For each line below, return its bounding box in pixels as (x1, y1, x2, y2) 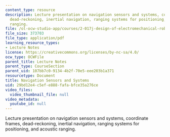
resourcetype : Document (5, 73, 56, 78)
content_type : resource (5, 7, 56, 13)
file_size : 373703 (5, 31, 44, 36)
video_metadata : (5, 97, 39, 102)
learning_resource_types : (5, 40, 60, 45)
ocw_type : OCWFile (5, 54, 44, 60)
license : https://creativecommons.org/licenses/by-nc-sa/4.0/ (5, 50, 139, 55)
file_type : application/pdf (5, 36, 65, 41)
